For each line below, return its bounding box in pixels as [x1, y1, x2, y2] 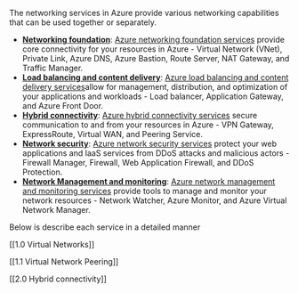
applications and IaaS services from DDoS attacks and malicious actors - [21, 148, 290, 159]
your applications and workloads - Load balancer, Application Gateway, [21, 91, 285, 102]
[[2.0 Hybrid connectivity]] [9, 273, 107, 284]
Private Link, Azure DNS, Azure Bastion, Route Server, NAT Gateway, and [21, 53, 290, 63]
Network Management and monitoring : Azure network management [21, 176, 276, 186]
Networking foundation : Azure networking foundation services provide [21, 35, 285, 45]
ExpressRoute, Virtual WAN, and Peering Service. [21, 129, 203, 139]
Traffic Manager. [21, 62, 84, 73]
